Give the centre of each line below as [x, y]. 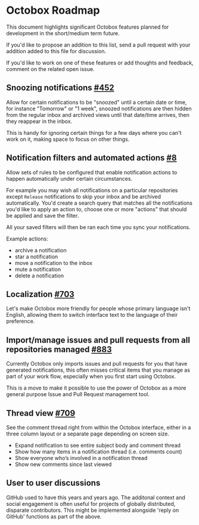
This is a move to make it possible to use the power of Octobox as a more [96, 388]
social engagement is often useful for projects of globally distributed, [91, 504]
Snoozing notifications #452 [60, 88]
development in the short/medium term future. [63, 33]
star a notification [36, 257]
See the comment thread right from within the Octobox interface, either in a [99, 427]
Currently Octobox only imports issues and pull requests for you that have [97, 364]
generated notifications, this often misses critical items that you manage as [98, 370]
